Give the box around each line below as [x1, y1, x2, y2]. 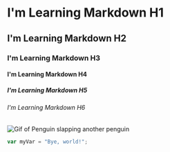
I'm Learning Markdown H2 [7, 32, 126, 44]
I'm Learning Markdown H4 [7, 70, 88, 79]
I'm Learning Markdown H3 [7, 53, 101, 63]
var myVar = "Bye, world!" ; [7, 138, 88, 145]
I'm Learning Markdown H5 [7, 86, 88, 94]
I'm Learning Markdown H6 [7, 104, 86, 112]
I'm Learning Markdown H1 [7, 5, 164, 21]
